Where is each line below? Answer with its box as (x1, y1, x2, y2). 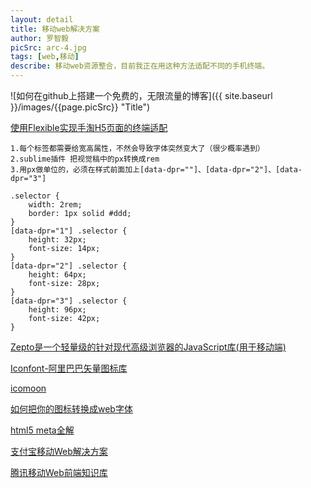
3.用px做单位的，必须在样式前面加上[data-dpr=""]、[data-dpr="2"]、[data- (10, 165, 303, 175)
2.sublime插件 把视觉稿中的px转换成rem (10, 154, 160, 164)
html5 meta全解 (10, 424, 75, 436)
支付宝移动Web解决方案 (10, 446, 108, 457)
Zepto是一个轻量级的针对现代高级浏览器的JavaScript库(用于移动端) (10, 341, 287, 353)
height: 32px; (28, 235, 87, 245)
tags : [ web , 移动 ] (10, 52, 80, 62)
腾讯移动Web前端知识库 (10, 467, 108, 478)
